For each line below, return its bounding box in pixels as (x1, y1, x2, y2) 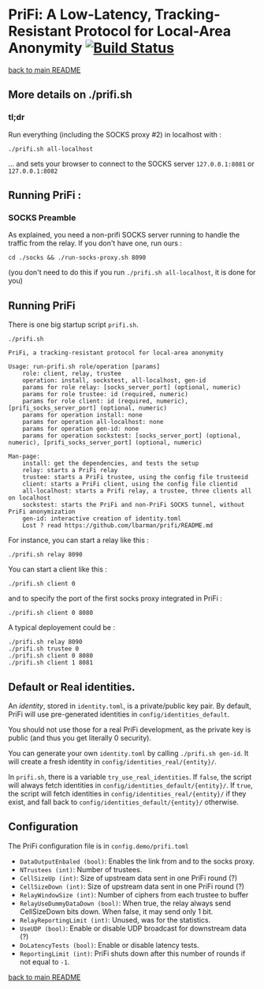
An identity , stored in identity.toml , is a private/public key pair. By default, (8, 701, 252, 710)
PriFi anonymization (8, 508, 76, 516)
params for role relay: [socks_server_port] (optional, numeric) (22, 384, 242, 391)
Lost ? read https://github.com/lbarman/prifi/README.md (22, 522, 214, 530)
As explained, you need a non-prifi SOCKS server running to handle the (8, 230, 240, 240)
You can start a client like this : (8, 564, 108, 574)
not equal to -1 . (19, 957, 70, 966)
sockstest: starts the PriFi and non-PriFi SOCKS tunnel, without (22, 501, 245, 509)
